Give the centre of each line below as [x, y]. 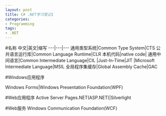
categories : [17, 19]
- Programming [20, 24]
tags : [11, 28]
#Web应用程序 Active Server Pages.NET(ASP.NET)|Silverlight [68, 97]
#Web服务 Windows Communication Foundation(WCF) [61, 108]
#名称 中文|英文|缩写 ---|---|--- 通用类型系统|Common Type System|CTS [80, 48]
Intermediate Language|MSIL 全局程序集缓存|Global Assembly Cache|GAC [82, 66]
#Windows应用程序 [25, 77]
